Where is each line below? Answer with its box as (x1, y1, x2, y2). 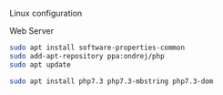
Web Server (9, 26, 55, 36)
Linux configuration (9, 8, 83, 18)
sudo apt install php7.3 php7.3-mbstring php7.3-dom (9, 77, 214, 86)
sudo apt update (9, 59, 71, 69)
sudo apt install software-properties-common (9, 43, 185, 52)
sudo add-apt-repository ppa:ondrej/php (9, 51, 166, 60)
